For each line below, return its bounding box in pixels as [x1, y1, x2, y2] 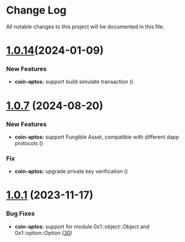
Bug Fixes [6, 210, 35, 218]
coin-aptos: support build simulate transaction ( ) [14, 78, 134, 86]
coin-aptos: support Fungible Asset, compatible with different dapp [14, 133, 180, 140]
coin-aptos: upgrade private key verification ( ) [14, 168, 128, 175]
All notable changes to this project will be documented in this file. [6, 23, 165, 30]
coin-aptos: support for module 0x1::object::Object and [14, 223, 150, 230]
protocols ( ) [14, 139, 43, 146]
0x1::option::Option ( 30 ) [14, 229, 72, 236]
